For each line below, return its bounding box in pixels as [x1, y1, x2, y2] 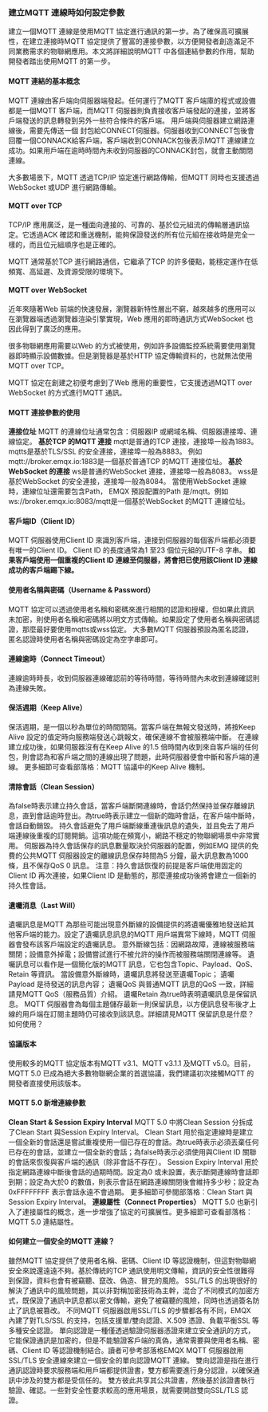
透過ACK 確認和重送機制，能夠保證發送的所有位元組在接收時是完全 [29, 230, 249, 239]
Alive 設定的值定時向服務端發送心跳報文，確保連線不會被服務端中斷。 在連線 [8, 732, 259, 741]
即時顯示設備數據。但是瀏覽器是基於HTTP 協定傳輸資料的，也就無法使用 [14, 351, 253, 360]
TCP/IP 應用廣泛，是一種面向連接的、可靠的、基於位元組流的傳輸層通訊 [8, 219, 243, 229]
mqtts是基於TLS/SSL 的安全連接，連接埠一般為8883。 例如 [8, 446, 203, 456]
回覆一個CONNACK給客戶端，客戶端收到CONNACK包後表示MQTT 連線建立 [8, 136, 255, 145]
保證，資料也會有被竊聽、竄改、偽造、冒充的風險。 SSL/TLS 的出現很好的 [14, 1276, 258, 1285]
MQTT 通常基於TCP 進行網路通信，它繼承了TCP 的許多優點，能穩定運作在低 [8, 257, 258, 266]
